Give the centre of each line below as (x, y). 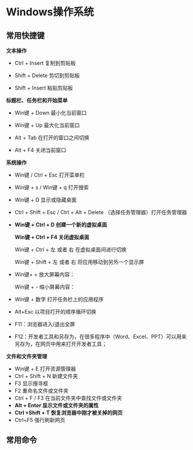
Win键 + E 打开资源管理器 (45, 369)
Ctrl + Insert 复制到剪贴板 (45, 63)
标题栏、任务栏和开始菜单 (37, 100)
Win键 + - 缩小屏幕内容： (45, 287)
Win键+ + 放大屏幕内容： (44, 274)
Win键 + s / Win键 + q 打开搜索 (51, 187)
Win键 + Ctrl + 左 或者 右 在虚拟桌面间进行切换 (70, 250)
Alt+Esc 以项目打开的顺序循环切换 (55, 312)
